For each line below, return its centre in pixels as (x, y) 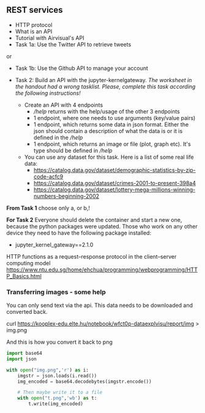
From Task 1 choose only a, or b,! (48, 208)
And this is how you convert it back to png (60, 342)
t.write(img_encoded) (56, 404)
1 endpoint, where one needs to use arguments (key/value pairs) (114, 118)
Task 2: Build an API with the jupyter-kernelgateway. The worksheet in (103, 80)
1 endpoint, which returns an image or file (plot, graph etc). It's (112, 144)
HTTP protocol (34, 25)
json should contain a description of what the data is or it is (108, 131)
